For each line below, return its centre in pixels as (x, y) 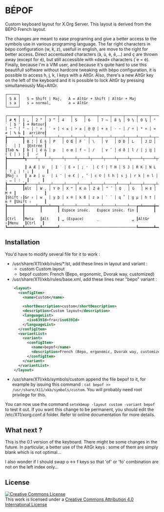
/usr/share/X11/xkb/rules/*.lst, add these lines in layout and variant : (80, 264)
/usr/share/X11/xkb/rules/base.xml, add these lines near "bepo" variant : (84, 279)
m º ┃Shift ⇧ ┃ (26, 201)
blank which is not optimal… (33, 452)
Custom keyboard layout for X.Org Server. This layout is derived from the (78, 24)
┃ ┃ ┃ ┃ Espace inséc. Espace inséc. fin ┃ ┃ (81, 210)
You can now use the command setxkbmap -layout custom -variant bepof (80, 404)
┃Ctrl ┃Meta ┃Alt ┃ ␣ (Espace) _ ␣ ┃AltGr (77, 219)
